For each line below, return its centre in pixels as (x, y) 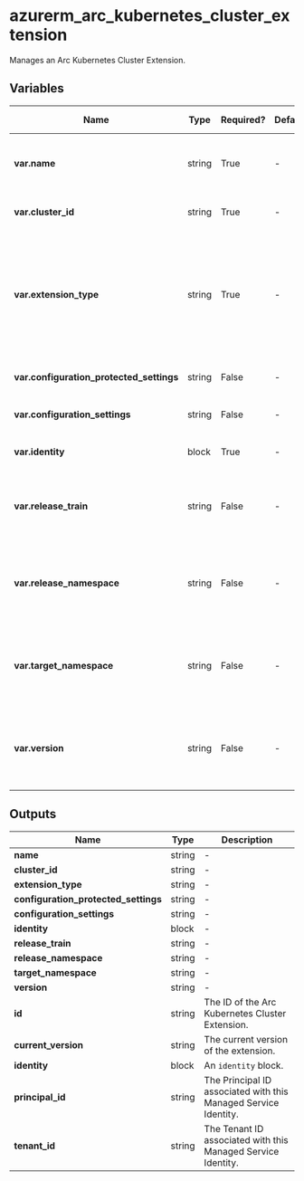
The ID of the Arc (240, 1002)
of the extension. (240, 1051)
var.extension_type (57, 294)
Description (247, 840)
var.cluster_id (44, 212)
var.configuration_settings (72, 414)
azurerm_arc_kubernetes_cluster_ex (150, 16)
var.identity (39, 452)
